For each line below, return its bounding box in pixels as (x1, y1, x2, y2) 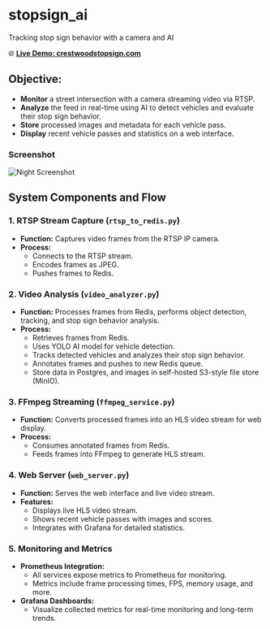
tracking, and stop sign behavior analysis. (19, 315, 160, 326)
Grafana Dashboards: (19, 596, 95, 605)
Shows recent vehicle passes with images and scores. (32, 514, 213, 523)
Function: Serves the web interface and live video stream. (19, 488, 215, 497)
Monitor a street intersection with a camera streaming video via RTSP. (19, 93, 255, 103)
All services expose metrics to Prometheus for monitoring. (32, 570, 227, 579)
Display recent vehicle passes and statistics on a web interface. (19, 128, 234, 138)
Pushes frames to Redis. (32, 268, 114, 278)
